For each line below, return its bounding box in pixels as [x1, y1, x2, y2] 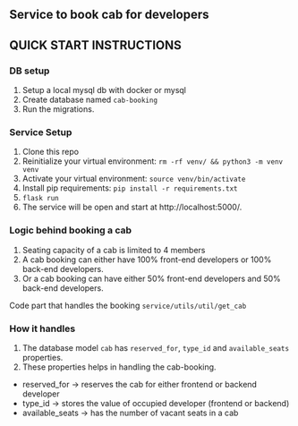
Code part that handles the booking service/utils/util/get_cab [9, 300, 247, 311]
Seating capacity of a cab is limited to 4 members [21, 244, 206, 255]
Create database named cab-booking [21, 94, 158, 106]
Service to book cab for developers [9, 7, 209, 22]
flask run [21, 194, 60, 203]
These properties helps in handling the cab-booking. [21, 362, 217, 372]
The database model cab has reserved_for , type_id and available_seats [21, 342, 289, 353]
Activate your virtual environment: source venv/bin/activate [21, 174, 246, 184]
